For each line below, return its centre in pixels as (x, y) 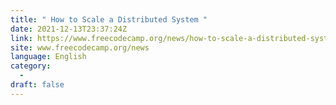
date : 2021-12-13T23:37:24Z (69, 29)
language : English (48, 57)
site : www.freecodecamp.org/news (80, 47)
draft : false (37, 85)
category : (31, 66)
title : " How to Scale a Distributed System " (109, 19)
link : (21, 38)
